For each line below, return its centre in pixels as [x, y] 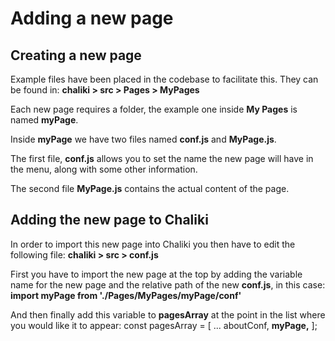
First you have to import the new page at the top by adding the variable [156, 274]
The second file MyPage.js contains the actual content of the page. [150, 188]
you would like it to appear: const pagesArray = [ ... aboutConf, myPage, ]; [164, 325]
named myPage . [44, 120]
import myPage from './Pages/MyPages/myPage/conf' [126, 295]
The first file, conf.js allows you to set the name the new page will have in [162, 158]
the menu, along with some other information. [104, 169]
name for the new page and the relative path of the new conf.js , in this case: [168, 284]
